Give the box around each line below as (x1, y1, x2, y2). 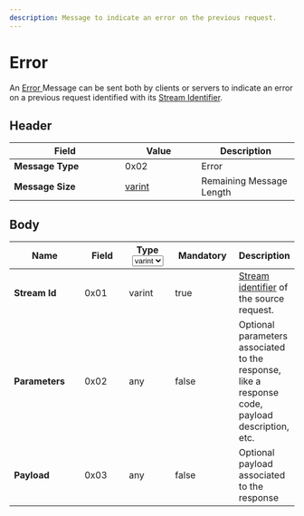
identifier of (238, 282, 289, 294)
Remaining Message (201, 175, 288, 187)
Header (9, 118, 52, 133)
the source (238, 292, 285, 305)
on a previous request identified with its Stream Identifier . (9, 91, 223, 102)
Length (201, 186, 232, 199)
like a (238, 375, 261, 387)
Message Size (14, 180, 76, 193)
